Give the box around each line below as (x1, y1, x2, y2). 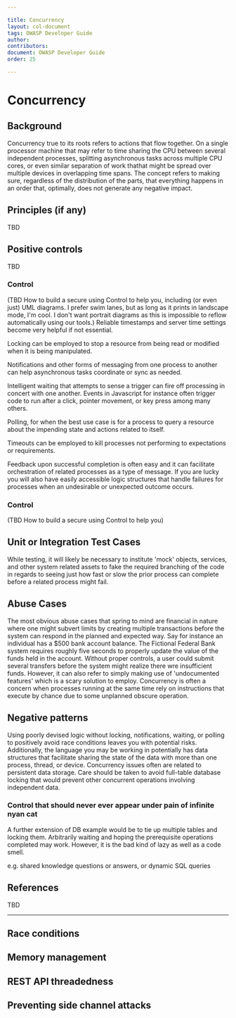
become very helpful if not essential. (7, 325, 114, 334)
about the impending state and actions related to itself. (7, 425, 165, 433)
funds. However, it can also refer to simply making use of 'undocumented (7, 669, 220, 677)
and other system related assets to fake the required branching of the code (7, 562, 225, 571)
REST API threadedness (7, 975, 114, 987)
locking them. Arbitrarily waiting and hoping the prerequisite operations (7, 833, 214, 841)
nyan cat (7, 809, 38, 819)
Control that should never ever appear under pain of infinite (7, 800, 215, 810)
